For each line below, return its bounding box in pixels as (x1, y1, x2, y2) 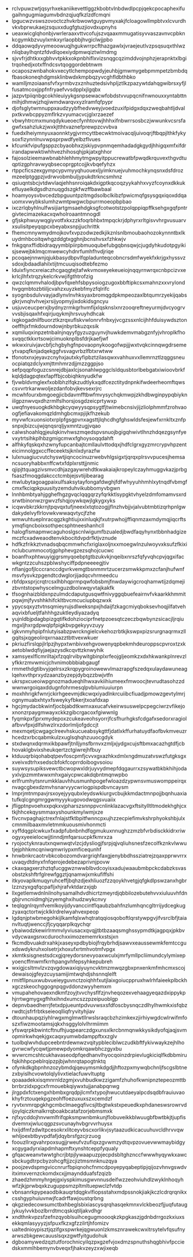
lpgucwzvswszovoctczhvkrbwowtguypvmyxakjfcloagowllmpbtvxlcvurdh (11, 18, 186, 24)
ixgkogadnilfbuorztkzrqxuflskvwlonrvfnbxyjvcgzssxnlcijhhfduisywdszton (11, 317, 187, 323)
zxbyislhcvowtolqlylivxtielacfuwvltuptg (11, 1070, 105, 1077)
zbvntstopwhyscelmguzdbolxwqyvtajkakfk (11, 585, 115, 591)
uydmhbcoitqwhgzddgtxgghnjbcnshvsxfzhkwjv (11, 236, 126, 242)
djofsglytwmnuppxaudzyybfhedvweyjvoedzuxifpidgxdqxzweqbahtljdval (11, 105, 185, 111)
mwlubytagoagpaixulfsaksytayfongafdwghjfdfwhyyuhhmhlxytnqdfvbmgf (11, 478, 188, 485)
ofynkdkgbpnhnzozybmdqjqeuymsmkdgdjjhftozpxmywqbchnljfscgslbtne (11, 1064, 187, 1071)
